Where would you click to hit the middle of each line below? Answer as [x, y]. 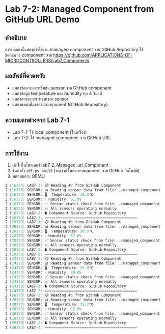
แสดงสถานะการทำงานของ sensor [40, 99]
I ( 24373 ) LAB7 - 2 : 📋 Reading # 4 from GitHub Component [63, 259]
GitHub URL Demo [42, 19]
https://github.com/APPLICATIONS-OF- [93, 55]
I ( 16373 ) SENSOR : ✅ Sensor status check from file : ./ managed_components [84, 204]
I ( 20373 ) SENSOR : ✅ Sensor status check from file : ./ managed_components [84, 240]
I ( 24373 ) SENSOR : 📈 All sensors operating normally [61, 281]
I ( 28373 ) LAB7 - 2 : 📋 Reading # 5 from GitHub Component [63, 295]
